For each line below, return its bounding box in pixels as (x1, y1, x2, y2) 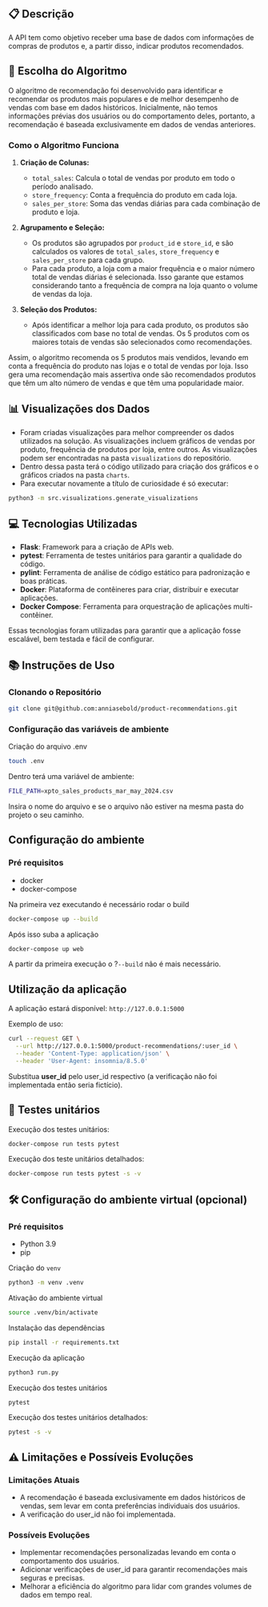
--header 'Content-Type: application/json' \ (15, 1049, 170, 1058)
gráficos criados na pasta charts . (19, 470, 130, 479)
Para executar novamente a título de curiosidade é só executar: (19, 478, 229, 488)
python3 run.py (8, 1368, 59, 1377)
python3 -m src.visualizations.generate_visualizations (8, 494, 198, 502)
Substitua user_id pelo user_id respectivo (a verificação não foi (8, 1071, 218, 1081)
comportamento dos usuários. (19, 1556, 120, 1566)
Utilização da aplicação (8, 982, 127, 996)
